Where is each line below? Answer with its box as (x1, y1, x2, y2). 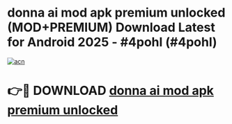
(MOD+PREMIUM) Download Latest (7, 19, 216, 35)
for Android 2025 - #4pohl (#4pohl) (7, 35, 217, 50)
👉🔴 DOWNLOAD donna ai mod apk (7, 83, 215, 98)
